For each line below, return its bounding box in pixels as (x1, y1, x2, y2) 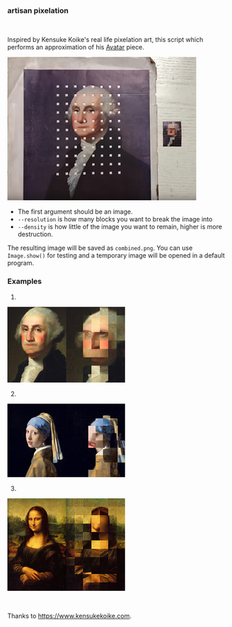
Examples (7, 277, 42, 287)
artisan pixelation (7, 6, 69, 16)
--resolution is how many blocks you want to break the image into (17, 215, 213, 224)
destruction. (17, 230, 53, 238)
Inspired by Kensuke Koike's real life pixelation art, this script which (7, 35, 204, 44)
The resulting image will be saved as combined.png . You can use (7, 243, 193, 253)
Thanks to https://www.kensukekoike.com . (7, 611, 132, 620)
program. (7, 259, 35, 268)
